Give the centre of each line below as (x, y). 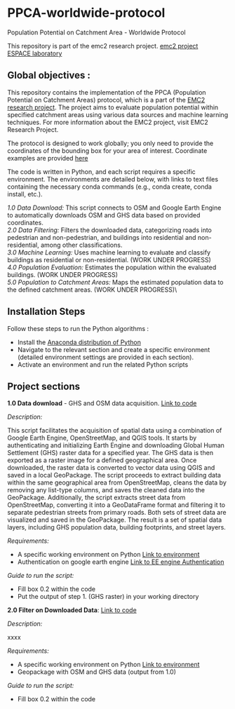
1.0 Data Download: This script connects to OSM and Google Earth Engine (114, 208)
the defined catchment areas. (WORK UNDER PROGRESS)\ (92, 290)
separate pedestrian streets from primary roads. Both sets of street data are (117, 513)
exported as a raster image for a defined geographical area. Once (102, 460)
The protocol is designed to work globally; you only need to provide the (110, 143)
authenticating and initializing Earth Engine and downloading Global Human (116, 445)
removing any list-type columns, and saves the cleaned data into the (106, 490)
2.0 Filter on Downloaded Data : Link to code (72, 610)
